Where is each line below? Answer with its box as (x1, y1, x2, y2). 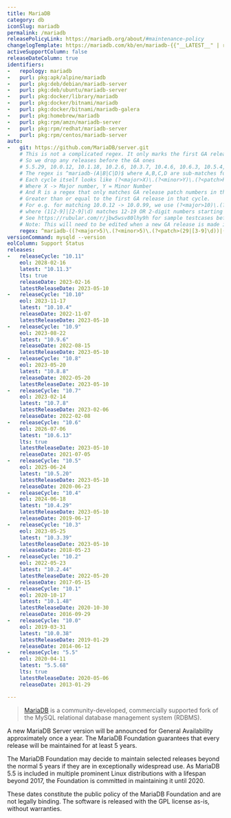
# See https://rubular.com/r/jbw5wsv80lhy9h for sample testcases (19, 214, 214, 221)
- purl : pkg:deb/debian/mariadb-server (7, 80, 128, 87)
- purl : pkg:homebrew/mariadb (7, 112, 100, 119)
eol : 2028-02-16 (19, 259, 67, 266)
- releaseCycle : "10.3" (7, 521, 81, 528)
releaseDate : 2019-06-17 (19, 515, 91, 522)
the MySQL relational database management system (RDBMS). (23, 713, 201, 722)
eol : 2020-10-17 (19, 592, 67, 599)
